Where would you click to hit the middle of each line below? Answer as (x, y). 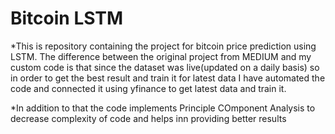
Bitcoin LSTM (67, 18)
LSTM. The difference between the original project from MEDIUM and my (161, 56)
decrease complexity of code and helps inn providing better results (148, 118)
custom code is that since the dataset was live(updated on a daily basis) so (165, 67)
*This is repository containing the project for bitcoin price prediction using (163, 46)
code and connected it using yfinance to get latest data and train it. (148, 88)
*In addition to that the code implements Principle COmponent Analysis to (163, 108)
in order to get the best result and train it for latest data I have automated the (168, 78)
